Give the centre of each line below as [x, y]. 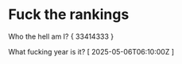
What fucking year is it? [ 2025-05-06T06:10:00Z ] [91, 51]
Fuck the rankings [69, 15]
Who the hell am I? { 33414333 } [61, 36]
